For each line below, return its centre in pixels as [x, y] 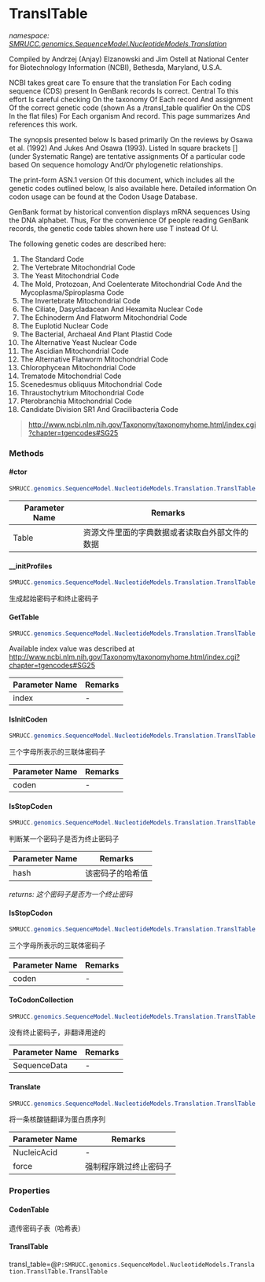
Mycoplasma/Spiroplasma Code [72, 292]
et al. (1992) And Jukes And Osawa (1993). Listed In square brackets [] [123, 148]
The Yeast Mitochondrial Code [70, 275]
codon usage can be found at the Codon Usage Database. [103, 197]
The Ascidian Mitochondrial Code [74, 351]
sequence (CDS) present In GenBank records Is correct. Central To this [124, 90]
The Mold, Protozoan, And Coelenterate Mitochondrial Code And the [131, 284]
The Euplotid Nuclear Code [64, 325]
